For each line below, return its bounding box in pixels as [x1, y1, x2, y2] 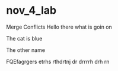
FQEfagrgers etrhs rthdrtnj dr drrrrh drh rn [6, 58, 110, 65]
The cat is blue [6, 35, 43, 42]
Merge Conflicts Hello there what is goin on [6, 23, 113, 30]
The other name [6, 46, 46, 54]
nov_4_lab [6, 4, 57, 17]
